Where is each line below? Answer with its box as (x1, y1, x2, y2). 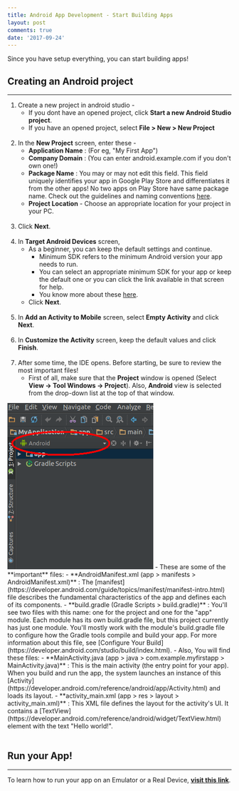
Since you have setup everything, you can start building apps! (7, 54, 188, 63)
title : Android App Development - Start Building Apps (7, 11, 174, 19)
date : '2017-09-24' (7, 34, 65, 41)
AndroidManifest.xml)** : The (7, 578, 94, 586)
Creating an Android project (7, 75, 134, 87)
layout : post (7, 19, 46, 26)
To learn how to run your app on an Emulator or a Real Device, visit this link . (7, 775, 231, 784)
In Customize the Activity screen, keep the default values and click (17, 336, 217, 345)
